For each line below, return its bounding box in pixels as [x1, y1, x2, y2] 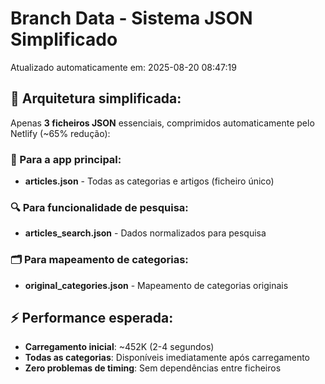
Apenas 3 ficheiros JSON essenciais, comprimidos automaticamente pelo [10, 117, 315, 129]
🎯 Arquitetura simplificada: [10, 90, 182, 107]
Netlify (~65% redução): [10, 127, 111, 139]
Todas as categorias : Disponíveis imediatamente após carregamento [24, 352, 310, 364]
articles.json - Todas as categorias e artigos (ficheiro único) [24, 175, 275, 187]
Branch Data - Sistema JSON [10, 7, 253, 30]
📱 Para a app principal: [10, 152, 122, 166]
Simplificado [10, 28, 118, 51]
